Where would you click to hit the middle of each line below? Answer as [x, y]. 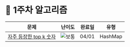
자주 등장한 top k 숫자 [32, 37]
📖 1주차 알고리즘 [36, 10]
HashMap [111, 36]
